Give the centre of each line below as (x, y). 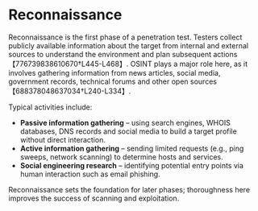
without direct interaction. (63, 139)
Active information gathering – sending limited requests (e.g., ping (132, 148)
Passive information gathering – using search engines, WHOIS (125, 122)
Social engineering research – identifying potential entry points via (132, 165)
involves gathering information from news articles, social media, (114, 72)
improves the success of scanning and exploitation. (94, 198)
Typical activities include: (50, 107)
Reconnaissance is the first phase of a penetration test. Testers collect (125, 37)
